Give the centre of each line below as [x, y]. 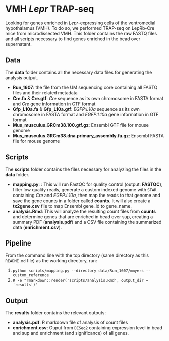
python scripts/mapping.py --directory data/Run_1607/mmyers [78, 271]
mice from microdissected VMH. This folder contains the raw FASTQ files [81, 33]
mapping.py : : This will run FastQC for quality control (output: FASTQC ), [88, 184]
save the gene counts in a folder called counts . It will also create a [81, 201]
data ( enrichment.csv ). [37, 227]
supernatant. [18, 44]
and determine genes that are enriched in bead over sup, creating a [83, 216]
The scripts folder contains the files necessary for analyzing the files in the [83, 169]
